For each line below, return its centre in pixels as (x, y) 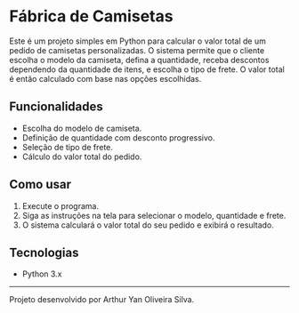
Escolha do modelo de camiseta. (82, 128)
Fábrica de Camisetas (91, 16)
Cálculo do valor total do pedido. (82, 156)
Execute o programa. (61, 205)
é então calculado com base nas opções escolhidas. (105, 78)
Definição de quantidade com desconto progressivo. (118, 137)
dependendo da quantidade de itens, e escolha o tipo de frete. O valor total (147, 69)
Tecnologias (44, 252)
